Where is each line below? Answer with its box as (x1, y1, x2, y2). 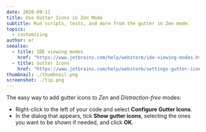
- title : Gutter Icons (12, 60, 70, 66)
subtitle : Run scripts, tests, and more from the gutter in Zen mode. (6, 20, 191, 26)
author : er (6, 37, 34, 43)
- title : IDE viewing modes (12, 49, 84, 55)
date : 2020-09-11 (6, 9, 51, 15)
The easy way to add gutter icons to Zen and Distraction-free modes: (6, 94, 181, 101)
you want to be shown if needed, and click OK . (15, 119, 134, 126)
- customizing (12, 32, 48, 38)
